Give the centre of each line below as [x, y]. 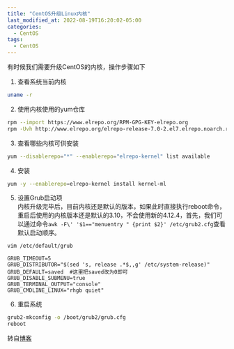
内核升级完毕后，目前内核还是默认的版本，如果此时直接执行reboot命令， [121, 207]
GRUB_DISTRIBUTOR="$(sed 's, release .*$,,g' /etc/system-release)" [109, 265]
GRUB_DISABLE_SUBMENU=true [46, 279]
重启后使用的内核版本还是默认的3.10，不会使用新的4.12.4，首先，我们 [117, 215]
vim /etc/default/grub [40, 246]
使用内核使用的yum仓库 [51, 109]
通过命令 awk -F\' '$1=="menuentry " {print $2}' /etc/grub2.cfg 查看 [125, 224]
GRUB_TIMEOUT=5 [29, 259]
